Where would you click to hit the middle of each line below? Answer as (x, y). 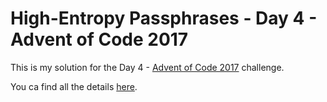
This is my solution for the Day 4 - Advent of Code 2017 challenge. (147, 67)
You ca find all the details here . (74, 86)
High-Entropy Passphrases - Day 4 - (164, 18)
